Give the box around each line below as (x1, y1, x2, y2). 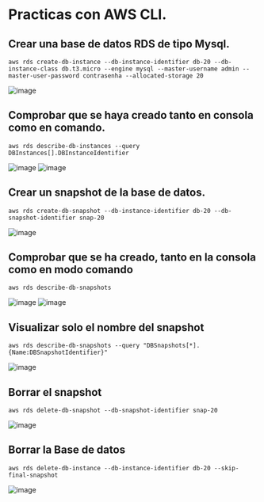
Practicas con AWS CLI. (8, 6, 167, 24)
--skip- (213, 464, 239, 472)
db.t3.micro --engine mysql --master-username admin (61, 65, 239, 73)
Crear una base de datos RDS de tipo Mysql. (8, 37, 230, 51)
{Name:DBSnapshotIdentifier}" (8, 348, 109, 357)
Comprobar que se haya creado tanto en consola (8, 108, 254, 122)
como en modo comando (8, 263, 133, 276)
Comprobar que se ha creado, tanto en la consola (8, 251, 256, 264)
